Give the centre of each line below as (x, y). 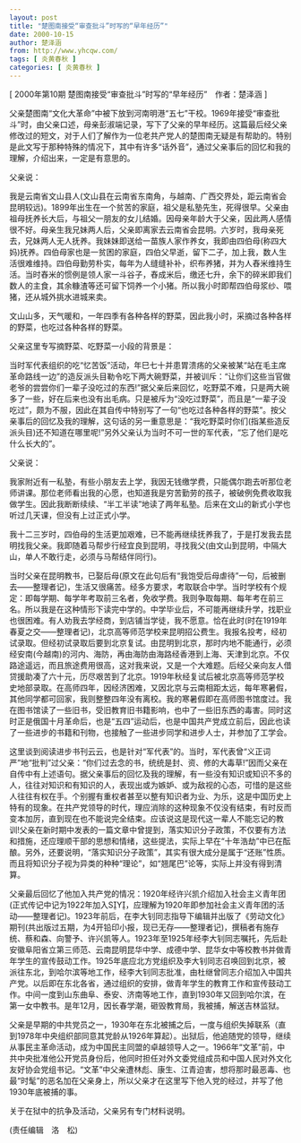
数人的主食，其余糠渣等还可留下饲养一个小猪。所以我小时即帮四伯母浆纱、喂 (150, 285)
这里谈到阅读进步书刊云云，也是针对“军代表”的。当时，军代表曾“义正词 (140, 751)
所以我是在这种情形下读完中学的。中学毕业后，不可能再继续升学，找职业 (158, 609)
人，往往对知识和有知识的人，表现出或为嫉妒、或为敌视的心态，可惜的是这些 (150, 785)
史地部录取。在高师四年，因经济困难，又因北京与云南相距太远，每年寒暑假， (150, 687)
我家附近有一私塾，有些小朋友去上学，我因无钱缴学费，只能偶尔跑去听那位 (146, 481)
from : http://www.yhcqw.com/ (64, 51)
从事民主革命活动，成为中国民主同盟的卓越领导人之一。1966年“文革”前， (143, 1047)
